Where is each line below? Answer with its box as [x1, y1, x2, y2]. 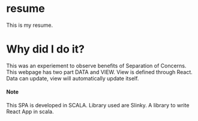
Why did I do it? [6, 42, 85, 56]
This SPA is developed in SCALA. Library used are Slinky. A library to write [6, 102, 190, 109]
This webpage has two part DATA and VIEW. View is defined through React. [6, 68, 193, 76]
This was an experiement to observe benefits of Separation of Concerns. [6, 62, 187, 69]
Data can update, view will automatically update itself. [6, 75, 139, 82]
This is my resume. [6, 21, 53, 29]
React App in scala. [6, 108, 54, 115]
